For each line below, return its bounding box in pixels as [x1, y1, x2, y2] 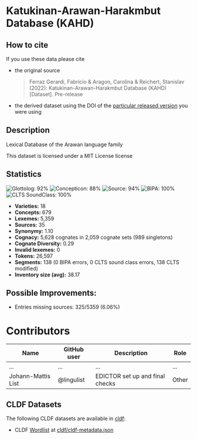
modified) [14, 265, 38, 272]
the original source [14, 67, 60, 74]
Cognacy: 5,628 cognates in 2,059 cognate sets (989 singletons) [14, 234, 173, 241]
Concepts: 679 [14, 208, 52, 215]
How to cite [6, 40, 49, 50]
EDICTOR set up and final [95, 372, 165, 380]
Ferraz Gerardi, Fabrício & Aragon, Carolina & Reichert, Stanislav [29, 78, 185, 85]
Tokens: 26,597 [14, 252, 53, 259]
